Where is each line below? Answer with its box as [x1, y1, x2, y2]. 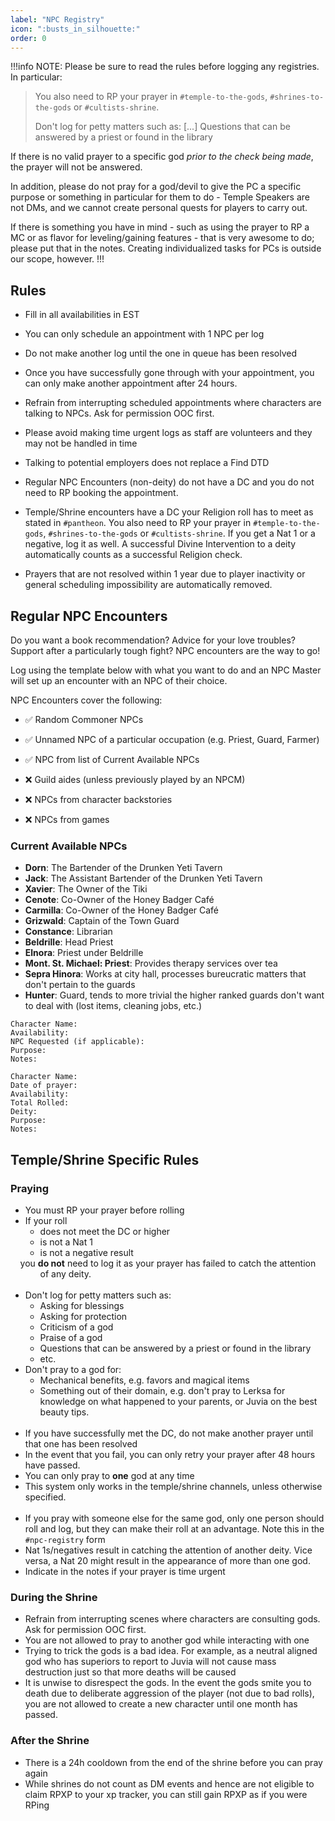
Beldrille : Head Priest [24, 936, 114, 948]
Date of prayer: [10, 1081, 78, 1091]
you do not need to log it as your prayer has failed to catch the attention [19, 1257, 317, 1269]
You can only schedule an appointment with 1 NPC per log [24, 328, 265, 340]
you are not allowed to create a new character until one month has [24, 1698, 298, 1710]
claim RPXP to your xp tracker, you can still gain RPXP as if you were [24, 1788, 308, 1800]
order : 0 [10, 33, 47, 43]
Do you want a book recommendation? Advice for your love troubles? [10, 634, 296, 646]
